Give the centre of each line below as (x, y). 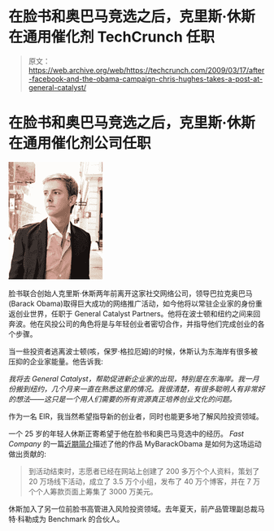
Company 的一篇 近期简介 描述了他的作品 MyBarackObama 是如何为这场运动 (135, 443)
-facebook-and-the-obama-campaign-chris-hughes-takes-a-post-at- (145, 79)
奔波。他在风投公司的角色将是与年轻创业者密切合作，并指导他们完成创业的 (133, 324)
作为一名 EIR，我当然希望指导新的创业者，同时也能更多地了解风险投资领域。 (136, 416)
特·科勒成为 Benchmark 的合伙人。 (66, 519)
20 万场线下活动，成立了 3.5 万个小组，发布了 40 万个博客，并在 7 (140, 481)
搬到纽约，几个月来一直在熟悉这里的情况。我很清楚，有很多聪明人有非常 (136, 389)
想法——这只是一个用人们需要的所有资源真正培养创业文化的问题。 (126, 398)
